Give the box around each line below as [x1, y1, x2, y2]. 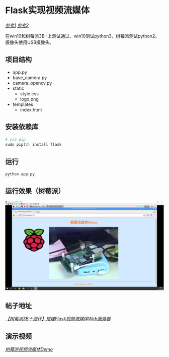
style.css [20, 90, 39, 96]
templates [12, 101, 34, 107]
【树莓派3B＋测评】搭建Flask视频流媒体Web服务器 [5, 316, 111, 322]
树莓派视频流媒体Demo [5, 346, 53, 352]
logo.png [20, 96, 39, 102]
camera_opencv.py [12, 80, 52, 86]
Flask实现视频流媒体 [5, 5, 90, 16]
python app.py [5, 172, 35, 177]
